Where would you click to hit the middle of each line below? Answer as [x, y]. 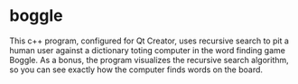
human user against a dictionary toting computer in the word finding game [148, 50]
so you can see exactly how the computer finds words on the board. [136, 70]
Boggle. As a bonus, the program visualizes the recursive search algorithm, [149, 60]
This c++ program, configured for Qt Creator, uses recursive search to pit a [149, 41]
